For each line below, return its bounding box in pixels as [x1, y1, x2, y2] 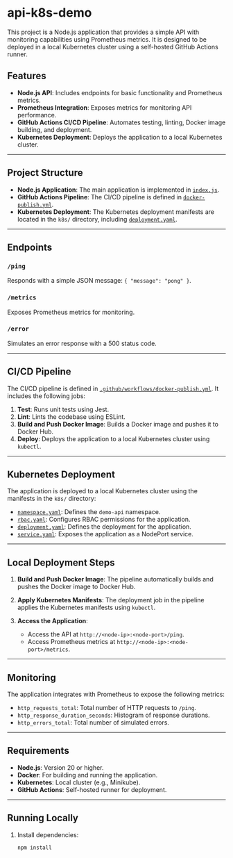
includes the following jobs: [7, 391, 85, 400]
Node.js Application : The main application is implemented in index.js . [17, 185, 220, 194]
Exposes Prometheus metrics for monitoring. [7, 308, 135, 316]
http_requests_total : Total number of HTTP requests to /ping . [17, 704, 196, 712]
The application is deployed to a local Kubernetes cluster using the [7, 487, 198, 495]
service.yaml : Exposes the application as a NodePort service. [17, 530, 194, 538]
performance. [17, 110, 57, 119]
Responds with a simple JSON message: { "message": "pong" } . [7, 277, 192, 285]
